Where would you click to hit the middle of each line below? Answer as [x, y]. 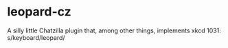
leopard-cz [39, 12]
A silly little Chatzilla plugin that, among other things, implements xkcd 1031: [114, 30]
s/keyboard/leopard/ [36, 37]
